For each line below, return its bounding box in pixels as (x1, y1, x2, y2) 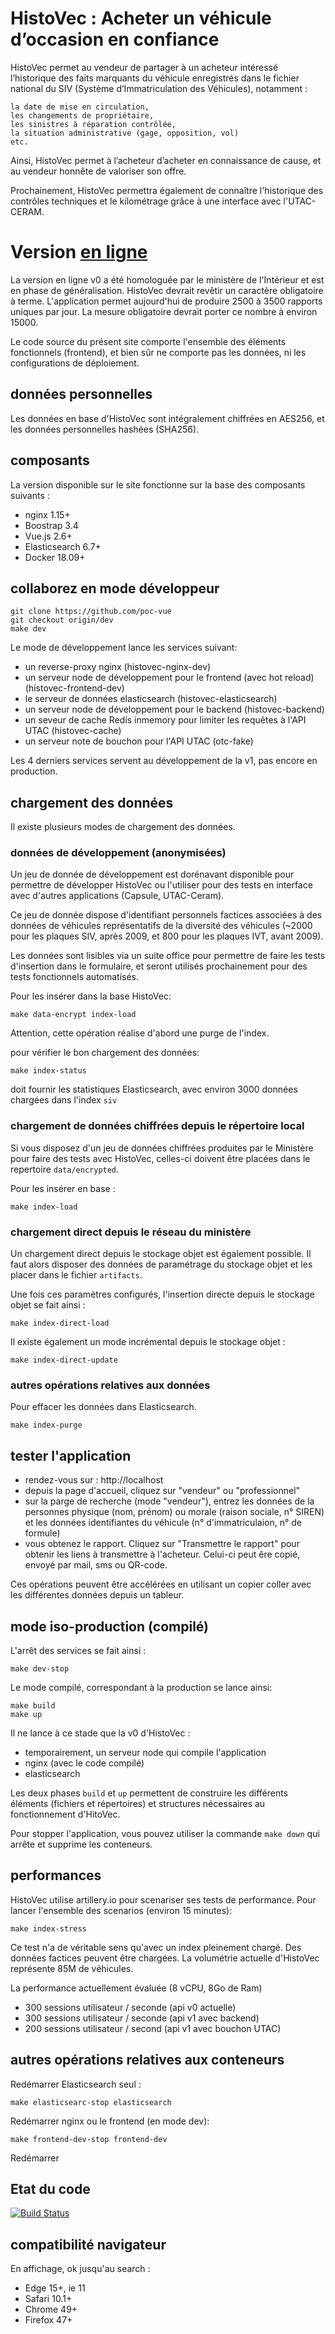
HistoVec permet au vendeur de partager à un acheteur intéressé (10, 61, 279, 73)
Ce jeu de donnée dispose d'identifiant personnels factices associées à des (10, 909, 323, 921)
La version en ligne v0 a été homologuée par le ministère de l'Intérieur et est (10, 273, 325, 286)
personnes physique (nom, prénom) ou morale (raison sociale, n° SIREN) (24, 1506, 325, 1518)
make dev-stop (10, 1663, 70, 1674)
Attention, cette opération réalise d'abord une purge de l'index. (10, 1027, 270, 1039)
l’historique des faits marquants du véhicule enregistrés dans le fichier (10, 72, 300, 84)
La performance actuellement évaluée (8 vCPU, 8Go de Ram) (10, 1982, 263, 1994)
